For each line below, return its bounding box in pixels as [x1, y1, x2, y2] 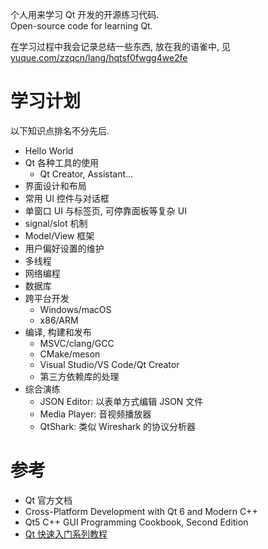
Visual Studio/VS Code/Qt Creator [39, 358, 180, 370]
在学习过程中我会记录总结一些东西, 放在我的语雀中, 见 [10, 41, 231, 52]
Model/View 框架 [24, 229, 95, 242]
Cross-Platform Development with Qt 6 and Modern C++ [24, 505, 258, 517]
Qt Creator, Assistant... [39, 168, 134, 180]
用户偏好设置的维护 [24, 242, 105, 254]
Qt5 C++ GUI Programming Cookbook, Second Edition [24, 516, 249, 528]
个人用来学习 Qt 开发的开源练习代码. [10, 9, 160, 20]
